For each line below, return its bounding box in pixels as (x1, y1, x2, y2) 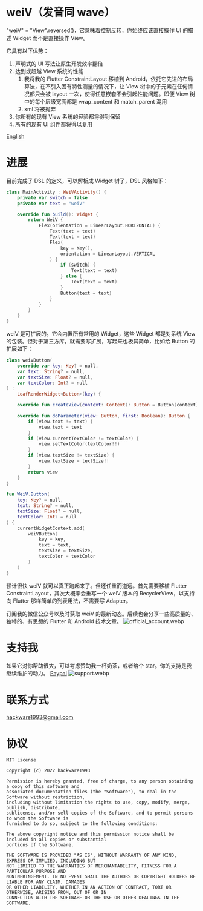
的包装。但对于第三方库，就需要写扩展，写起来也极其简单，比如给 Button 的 (6, 337, 195, 345)
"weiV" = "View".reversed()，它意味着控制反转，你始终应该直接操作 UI (6, 27, 182, 34)
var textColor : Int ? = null (17, 380, 88, 386)
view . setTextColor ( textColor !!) (38, 441, 120, 447)
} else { (60, 273, 83, 279)
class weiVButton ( (6, 357, 53, 363)
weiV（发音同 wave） (6, 5, 115, 19)
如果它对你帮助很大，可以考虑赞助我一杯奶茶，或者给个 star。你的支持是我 (6, 662, 192, 669)
